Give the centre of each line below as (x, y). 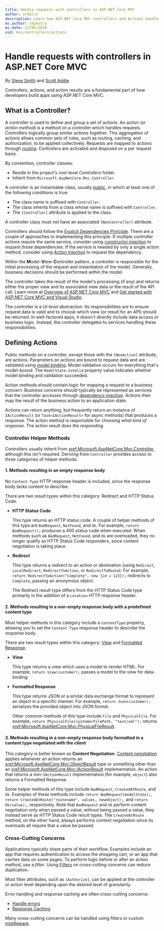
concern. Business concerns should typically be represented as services (79, 390)
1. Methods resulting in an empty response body (55, 470)
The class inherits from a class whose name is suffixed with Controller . (84, 207)
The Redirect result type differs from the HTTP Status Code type (77, 590)
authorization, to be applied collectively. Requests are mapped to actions (78, 143)
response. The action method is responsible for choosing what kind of (76, 420)
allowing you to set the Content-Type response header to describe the (75, 628)
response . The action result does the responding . (55, 425)
